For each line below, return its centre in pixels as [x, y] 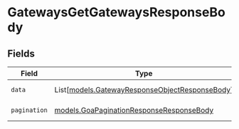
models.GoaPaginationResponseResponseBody [134, 110]
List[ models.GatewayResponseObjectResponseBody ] [144, 90]
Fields [21, 54]
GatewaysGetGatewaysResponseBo [116, 12]
